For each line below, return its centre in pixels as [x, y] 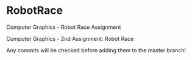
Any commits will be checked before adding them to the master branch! [96, 50]
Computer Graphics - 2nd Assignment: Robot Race [70, 38]
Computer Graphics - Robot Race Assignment [64, 27]
